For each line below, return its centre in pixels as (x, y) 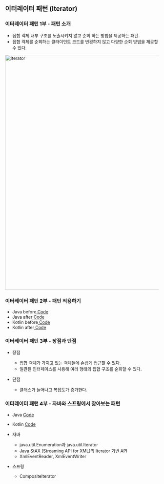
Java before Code (30, 311)
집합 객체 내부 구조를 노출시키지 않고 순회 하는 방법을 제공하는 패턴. (76, 35)
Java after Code (28, 317)
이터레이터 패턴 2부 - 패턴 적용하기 (43, 301)
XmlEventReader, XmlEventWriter (53, 456)
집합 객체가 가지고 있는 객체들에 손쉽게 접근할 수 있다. (70, 363)
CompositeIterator (38, 476)
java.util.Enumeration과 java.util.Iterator (59, 444)
